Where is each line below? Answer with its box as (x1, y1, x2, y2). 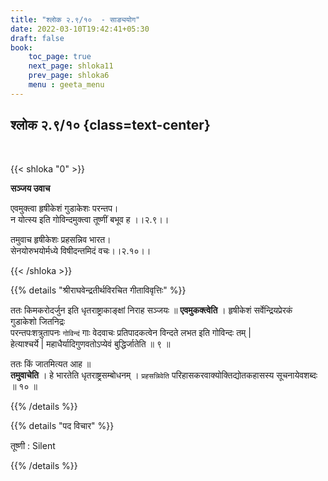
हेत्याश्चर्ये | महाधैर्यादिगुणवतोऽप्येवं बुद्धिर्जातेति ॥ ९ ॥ (10, 337, 171, 350)
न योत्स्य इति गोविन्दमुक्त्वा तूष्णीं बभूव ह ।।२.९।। (10, 213, 170, 225)
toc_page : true (28, 52, 92, 62)
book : (10, 42, 33, 53)
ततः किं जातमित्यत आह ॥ (10, 357, 92, 370)
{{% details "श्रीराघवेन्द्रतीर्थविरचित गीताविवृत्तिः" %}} (10, 284, 187, 296)
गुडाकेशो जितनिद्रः (10, 315, 66, 327)
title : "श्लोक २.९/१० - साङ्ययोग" (10, 14, 141, 25)
